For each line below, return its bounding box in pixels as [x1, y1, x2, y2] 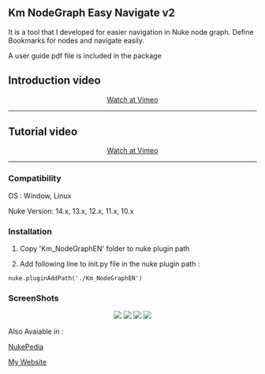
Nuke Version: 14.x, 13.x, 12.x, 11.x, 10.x [8, 206, 134, 215]
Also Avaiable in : [8, 327, 65, 336]
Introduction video [8, 74, 101, 88]
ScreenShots [8, 292, 59, 303]
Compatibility [8, 173, 62, 184]
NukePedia [8, 342, 44, 352]
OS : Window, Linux [8, 191, 72, 200]
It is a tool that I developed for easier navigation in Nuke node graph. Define [8, 27, 254, 36]
